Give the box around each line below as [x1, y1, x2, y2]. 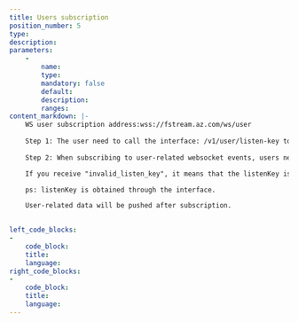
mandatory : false [41, 79, 105, 88]
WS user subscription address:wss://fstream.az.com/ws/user [25, 121, 252, 130]
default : [41, 87, 74, 96]
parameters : [9, 46, 53, 55]
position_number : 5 [9, 21, 82, 30]
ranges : [41, 104, 69, 113]
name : [41, 63, 62, 72]
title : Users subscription [9, 12, 109, 22]
